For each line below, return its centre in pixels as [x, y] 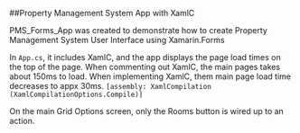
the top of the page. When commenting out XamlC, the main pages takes [145, 67]
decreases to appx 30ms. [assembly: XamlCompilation [111, 86]
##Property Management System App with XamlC [102, 13]
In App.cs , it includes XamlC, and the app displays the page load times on [145, 57]
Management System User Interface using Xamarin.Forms [117, 40]
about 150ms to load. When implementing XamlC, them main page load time [150, 76]
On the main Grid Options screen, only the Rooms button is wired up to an [147, 111]
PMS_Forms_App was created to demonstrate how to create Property [139, 30]
